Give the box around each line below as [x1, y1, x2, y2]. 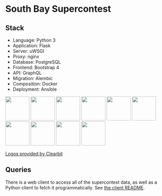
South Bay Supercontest [5, 3, 111, 15]
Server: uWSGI [12, 48, 45, 54]
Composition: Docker [12, 81, 58, 87]
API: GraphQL [12, 70, 42, 76]
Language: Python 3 [12, 37, 56, 43]
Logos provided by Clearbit [5, 151, 63, 156]
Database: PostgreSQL [12, 59, 61, 65]
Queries [5, 165, 32, 174]
